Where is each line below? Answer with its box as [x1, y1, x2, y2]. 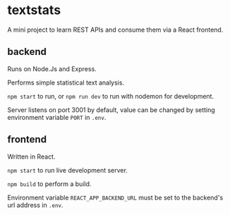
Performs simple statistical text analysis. [7, 78, 125, 87]
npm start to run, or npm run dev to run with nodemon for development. [7, 92, 214, 100]
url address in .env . [7, 200, 63, 209]
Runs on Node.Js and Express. [7, 64, 97, 73]
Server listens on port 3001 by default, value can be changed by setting [7, 105, 215, 114]
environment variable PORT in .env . [7, 113, 107, 121]
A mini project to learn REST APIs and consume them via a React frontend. [7, 25, 224, 34]
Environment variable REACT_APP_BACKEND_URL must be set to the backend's [7, 193, 224, 202]
